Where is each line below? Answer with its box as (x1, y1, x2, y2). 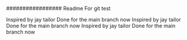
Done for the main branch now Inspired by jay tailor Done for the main (6, 23, 176, 29)
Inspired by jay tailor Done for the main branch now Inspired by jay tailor (6, 16, 181, 23)
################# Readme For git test (6, 5, 111, 12)
